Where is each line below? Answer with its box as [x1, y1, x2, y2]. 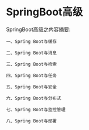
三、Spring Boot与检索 [6, 61, 57, 67]
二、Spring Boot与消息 [6, 50, 57, 56]
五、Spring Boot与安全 [6, 84, 57, 90]
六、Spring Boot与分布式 [6, 95, 61, 101]
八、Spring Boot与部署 [6, 118, 57, 124]
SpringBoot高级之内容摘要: [6, 26, 71, 33]
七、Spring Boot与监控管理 [6, 107, 66, 112]
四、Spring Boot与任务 [6, 73, 57, 78]
